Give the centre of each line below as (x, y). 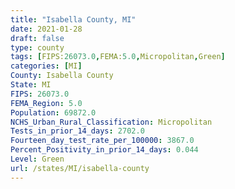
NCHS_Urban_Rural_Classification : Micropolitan (111, 122)
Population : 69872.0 (53, 112)
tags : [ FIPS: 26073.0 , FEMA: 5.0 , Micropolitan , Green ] (118, 57)
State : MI (31, 85)
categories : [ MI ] (46, 66)
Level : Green (37, 159)
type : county (37, 47)
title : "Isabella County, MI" (73, 19)
